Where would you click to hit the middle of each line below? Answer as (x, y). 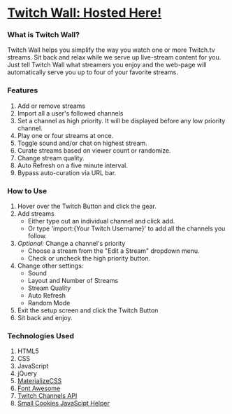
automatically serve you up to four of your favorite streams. (93, 72)
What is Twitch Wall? (44, 35)
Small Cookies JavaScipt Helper (63, 403)
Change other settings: (50, 266)
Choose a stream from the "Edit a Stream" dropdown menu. (114, 251)
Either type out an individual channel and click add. (101, 221)
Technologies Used (41, 336)
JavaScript (33, 366)
